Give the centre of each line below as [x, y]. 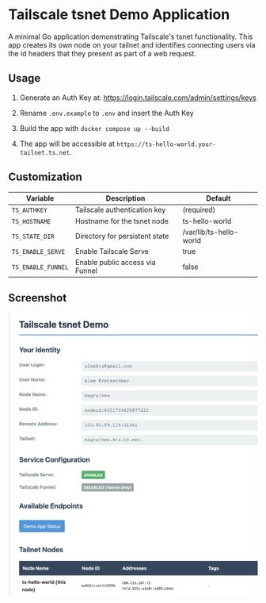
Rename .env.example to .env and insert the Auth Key [106, 113]
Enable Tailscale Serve [112, 252]
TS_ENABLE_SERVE [38, 252]
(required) [199, 210]
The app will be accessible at [67, 144]
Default [218, 198]
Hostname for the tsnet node [122, 221]
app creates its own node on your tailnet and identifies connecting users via [132, 44]
